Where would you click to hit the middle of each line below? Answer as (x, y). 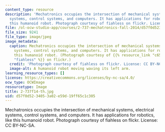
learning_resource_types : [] (35, 73)
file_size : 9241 (22, 32)
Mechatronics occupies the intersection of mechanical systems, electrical (80, 110)
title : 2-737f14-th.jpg (29, 91)
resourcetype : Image (26, 87)
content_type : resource (29, 10)
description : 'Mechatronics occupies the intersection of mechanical (78, 14)
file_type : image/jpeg (28, 37)
